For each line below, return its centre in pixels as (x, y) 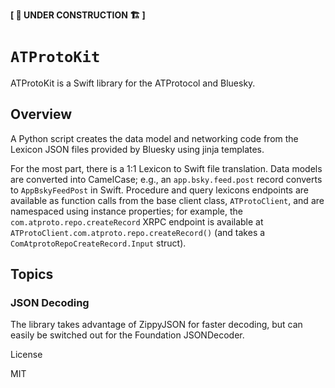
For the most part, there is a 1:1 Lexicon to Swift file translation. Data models (166, 168)
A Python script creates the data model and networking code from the (154, 138)
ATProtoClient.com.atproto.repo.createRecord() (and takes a (138, 232)
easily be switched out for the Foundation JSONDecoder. (127, 335)
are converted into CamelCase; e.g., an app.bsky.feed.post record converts (166, 179)
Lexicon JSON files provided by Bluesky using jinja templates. (137, 149)
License (26, 355)
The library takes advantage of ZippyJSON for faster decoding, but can (156, 325)
